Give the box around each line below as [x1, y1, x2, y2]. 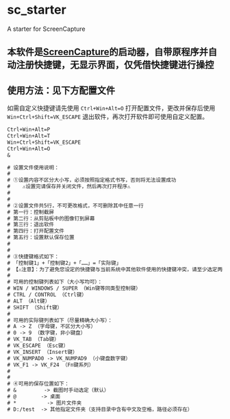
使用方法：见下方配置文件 [7, 84, 115, 96]
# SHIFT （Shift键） [7, 304, 63, 311]
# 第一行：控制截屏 [7, 208, 55, 216]
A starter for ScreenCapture [7, 25, 86, 33]
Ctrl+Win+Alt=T [7, 133, 51, 140]
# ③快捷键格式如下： [7, 253, 60, 260]
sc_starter [7, 2, 66, 18]
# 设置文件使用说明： [7, 164, 60, 171]
